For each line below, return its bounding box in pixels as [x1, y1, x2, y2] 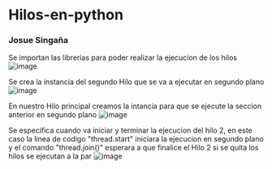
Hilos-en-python [8, 6, 124, 24]
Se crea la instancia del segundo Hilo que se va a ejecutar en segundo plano [8, 77, 265, 87]
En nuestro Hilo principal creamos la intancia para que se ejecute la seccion [8, 101, 262, 111]
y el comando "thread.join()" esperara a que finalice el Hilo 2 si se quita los [8, 143, 259, 153]
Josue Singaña [8, 35, 69, 46]
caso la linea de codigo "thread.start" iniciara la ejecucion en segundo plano [8, 134, 264, 144]
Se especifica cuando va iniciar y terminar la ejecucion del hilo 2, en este [8, 125, 253, 135]
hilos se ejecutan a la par [8, 151, 92, 161]
